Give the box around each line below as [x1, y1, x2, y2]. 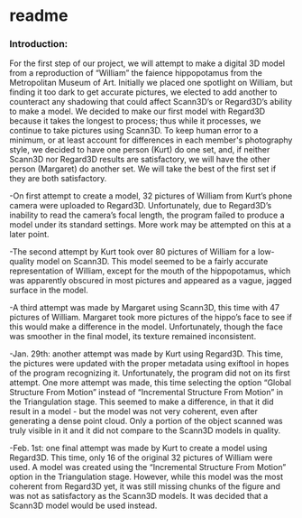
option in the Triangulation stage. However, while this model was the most [9, 471, 284, 483]
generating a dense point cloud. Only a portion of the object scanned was [9, 416, 284, 427]
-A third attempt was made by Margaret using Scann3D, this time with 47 [9, 302, 280, 313]
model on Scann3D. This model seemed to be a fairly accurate [36, 256, 269, 267]
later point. [9, 229, 50, 240]
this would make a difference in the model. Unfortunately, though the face [9, 321, 284, 332]
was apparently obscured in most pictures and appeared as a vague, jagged [9, 275, 293, 286]
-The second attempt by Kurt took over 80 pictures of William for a [9, 246, 257, 257]
